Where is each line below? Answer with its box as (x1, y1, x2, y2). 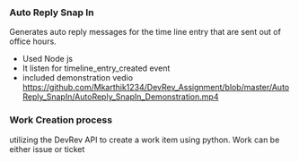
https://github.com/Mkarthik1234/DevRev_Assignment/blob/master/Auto (22, 82, 290, 93)
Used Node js (22, 54, 74, 64)
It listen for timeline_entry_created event (22, 63, 171, 73)
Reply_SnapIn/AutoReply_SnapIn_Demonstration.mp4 (22, 91, 219, 102)
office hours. (9, 36, 57, 47)
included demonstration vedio (22, 72, 133, 83)
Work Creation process (9, 114, 113, 126)
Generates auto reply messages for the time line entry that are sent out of (9, 27, 281, 38)
